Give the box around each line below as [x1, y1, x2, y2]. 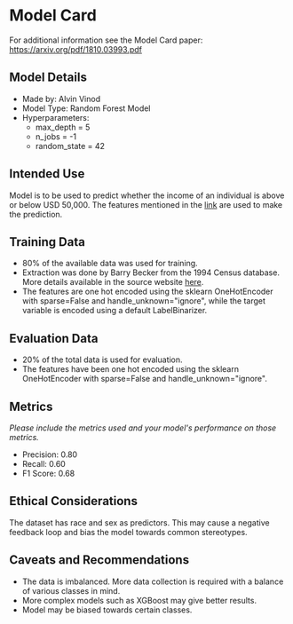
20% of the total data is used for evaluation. [21, 354, 184, 365]
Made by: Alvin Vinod [21, 93, 100, 104]
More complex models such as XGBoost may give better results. [21, 595, 257, 605]
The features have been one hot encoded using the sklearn [21, 364, 240, 375]
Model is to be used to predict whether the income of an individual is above [9, 190, 285, 201]
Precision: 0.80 [21, 449, 78, 460]
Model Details [9, 70, 87, 85]
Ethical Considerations [9, 494, 138, 509]
